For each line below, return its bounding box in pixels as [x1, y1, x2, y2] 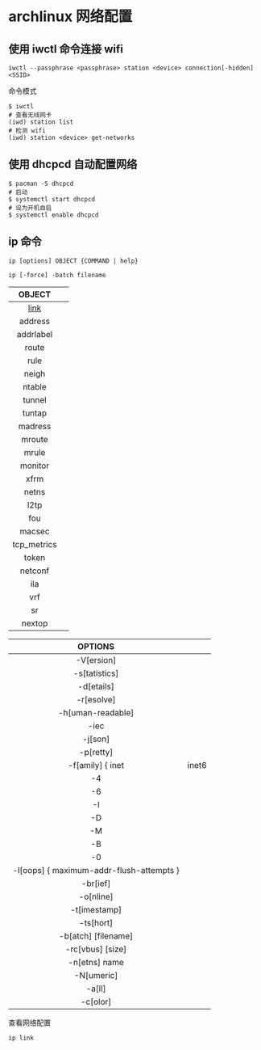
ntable [23, 381, 47, 392]
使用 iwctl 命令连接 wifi [8, 42, 123, 56]
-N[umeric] [73, 969, 118, 980]
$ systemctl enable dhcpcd [8, 211, 99, 219]
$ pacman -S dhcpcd [8, 179, 74, 188]
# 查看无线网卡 [8, 111, 52, 119]
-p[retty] [79, 746, 114, 757]
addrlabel [16, 328, 53, 339]
